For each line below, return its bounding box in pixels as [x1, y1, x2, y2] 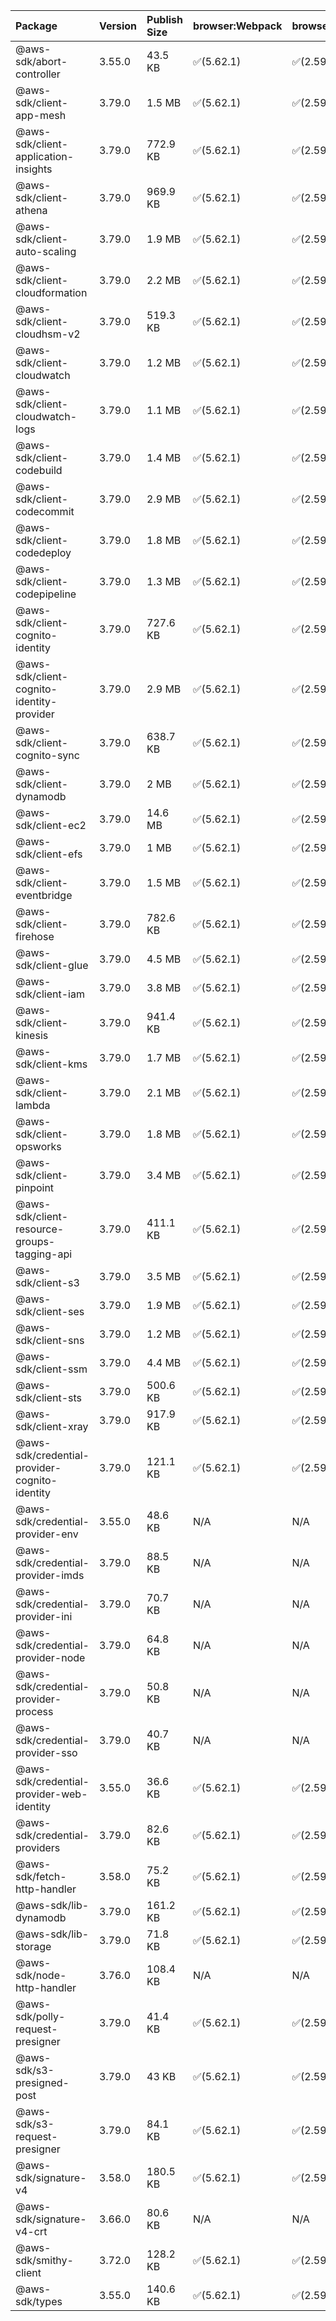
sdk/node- [15, 1969, 67, 1982]
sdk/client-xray [15, 1420, 89, 1433]
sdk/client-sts [15, 1391, 83, 1404]
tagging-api [15, 1247, 73, 1261]
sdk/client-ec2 [15, 819, 87, 832]
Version [98, 19, 138, 33]
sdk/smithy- [15, 2254, 74, 2267]
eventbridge [15, 889, 73, 902]
